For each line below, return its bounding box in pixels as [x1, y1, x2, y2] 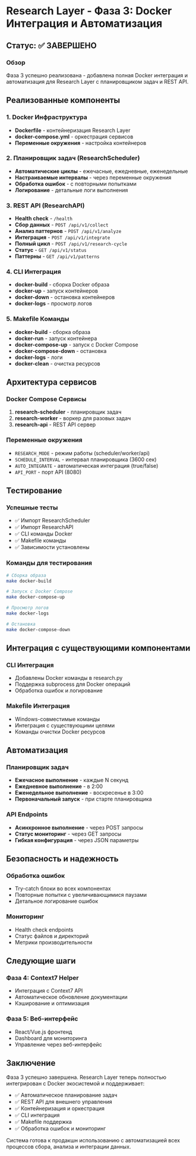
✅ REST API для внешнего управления [14, 1098, 113, 1105]
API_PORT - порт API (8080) [14, 468, 82, 475]
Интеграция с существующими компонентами [6, 643, 191, 653]
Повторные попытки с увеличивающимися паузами [14, 892, 147, 899]
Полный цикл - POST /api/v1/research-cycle [14, 240, 128, 247]
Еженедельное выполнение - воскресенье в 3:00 [14, 789, 144, 796]
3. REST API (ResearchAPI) [6, 201, 85, 209]
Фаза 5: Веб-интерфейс [6, 1015, 78, 1023]
